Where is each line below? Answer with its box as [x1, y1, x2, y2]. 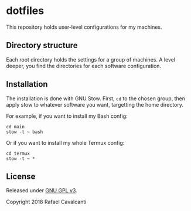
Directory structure [6, 40, 78, 50]
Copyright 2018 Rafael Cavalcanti [6, 198, 87, 206]
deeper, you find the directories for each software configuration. [6, 62, 162, 69]
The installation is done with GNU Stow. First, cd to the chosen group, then [6, 95, 186, 102]
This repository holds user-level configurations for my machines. [6, 23, 162, 30]
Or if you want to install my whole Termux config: [6, 139, 125, 146]
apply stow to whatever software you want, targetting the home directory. [6, 101, 183, 108]
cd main [6, 124, 25, 130]
